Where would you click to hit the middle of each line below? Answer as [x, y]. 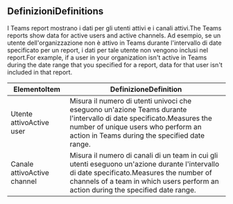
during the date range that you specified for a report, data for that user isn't [115, 64]
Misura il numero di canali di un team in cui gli [144, 155]
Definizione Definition [146, 89]
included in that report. [40, 72]
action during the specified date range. [133, 189]
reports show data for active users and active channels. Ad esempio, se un [114, 35]
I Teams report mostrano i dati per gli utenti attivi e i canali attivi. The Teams [114, 28]
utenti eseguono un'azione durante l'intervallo [145, 164]
